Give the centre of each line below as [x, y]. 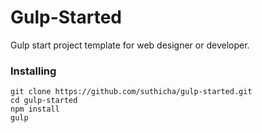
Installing [33, 71]
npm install [35, 109]
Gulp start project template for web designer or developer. [130, 45]
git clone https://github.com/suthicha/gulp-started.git [131, 92]
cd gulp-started [44, 101]
